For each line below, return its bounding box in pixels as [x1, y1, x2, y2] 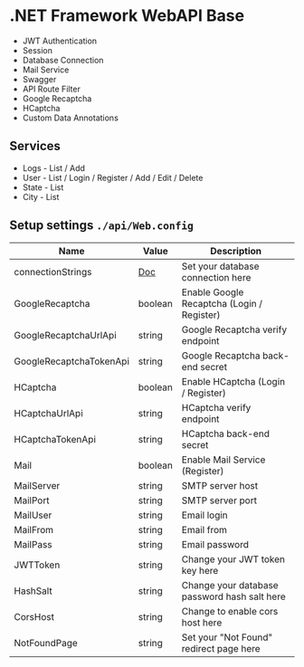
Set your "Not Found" [181, 631, 273, 643]
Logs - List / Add [22, 162, 86, 173]
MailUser [14, 509, 52, 521]
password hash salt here [181, 590, 287, 603]
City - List [22, 191, 60, 202]
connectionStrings [14, 265, 92, 278]
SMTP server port [181, 494, 258, 507]
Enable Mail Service [181, 453, 266, 466]
